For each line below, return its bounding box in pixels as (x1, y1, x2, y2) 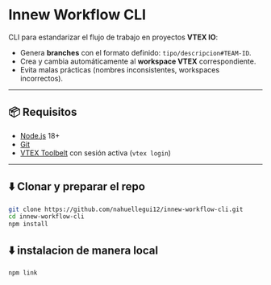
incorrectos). (19, 73, 63, 83)
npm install (8, 220, 48, 229)
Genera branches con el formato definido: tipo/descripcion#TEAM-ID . (19, 47, 252, 57)
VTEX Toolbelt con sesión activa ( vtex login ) (19, 147, 172, 158)
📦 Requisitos (8, 105, 77, 119)
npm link (8, 269, 38, 277)
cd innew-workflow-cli (8, 213, 85, 221)
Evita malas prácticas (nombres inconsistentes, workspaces (19, 64, 220, 74)
